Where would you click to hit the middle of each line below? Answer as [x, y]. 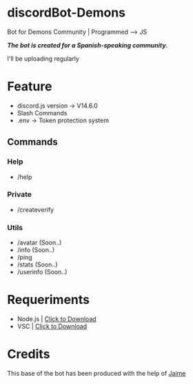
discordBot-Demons [67, 13]
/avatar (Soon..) [39, 242]
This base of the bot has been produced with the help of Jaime [96, 374]
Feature [30, 87]
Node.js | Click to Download [57, 319]
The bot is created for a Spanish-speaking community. [88, 45]
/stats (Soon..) [37, 265]
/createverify [35, 209]
